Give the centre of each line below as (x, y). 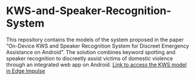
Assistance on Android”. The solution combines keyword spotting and (91, 52)
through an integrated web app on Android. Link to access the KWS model (97, 64)
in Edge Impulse (26, 71)
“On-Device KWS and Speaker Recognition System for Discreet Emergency (98, 46)
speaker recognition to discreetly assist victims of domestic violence (90, 58)
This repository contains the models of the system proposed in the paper (95, 39)
